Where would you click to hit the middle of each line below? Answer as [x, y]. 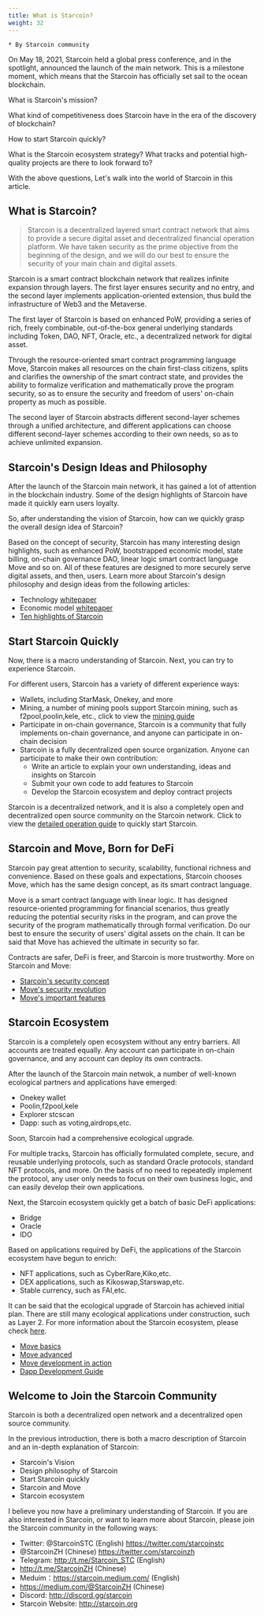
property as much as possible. [58, 402]
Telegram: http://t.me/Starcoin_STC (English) [92, 1560]
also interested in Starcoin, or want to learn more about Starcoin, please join [131, 1520]
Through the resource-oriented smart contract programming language [122, 360]
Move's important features [63, 998]
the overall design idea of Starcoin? [66, 527]
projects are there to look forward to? [92, 162]
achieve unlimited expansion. [56, 443]
